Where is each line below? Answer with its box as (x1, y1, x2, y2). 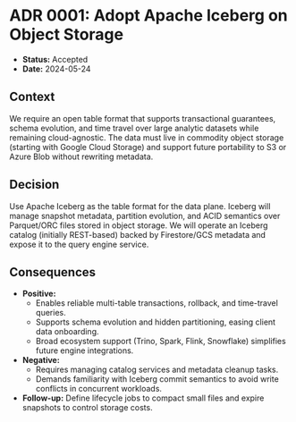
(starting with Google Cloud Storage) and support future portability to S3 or (9, 141, 287, 152)
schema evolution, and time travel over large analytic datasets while (9, 122, 259, 133)
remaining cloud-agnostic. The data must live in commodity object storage (9, 131, 284, 143)
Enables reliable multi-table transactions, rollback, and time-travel (35, 298, 279, 308)
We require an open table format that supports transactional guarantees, (9, 113, 276, 123)
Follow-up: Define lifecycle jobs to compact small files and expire (21, 392, 265, 403)
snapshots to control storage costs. (21, 402, 154, 413)
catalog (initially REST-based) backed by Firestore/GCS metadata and (9, 229, 266, 240)
